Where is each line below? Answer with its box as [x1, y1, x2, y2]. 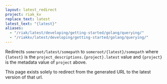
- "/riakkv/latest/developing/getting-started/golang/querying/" [9, 35, 149, 40]
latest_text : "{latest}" [5, 21, 57, 26]
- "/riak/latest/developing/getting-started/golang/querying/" [9, 30, 144, 35]
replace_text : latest [5, 16, 50, 21]
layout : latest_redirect [5, 7, 57, 12]
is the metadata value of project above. [5, 59, 87, 65]
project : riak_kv [5, 12, 41, 17]
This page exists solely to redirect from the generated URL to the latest [5, 69, 151, 75]
